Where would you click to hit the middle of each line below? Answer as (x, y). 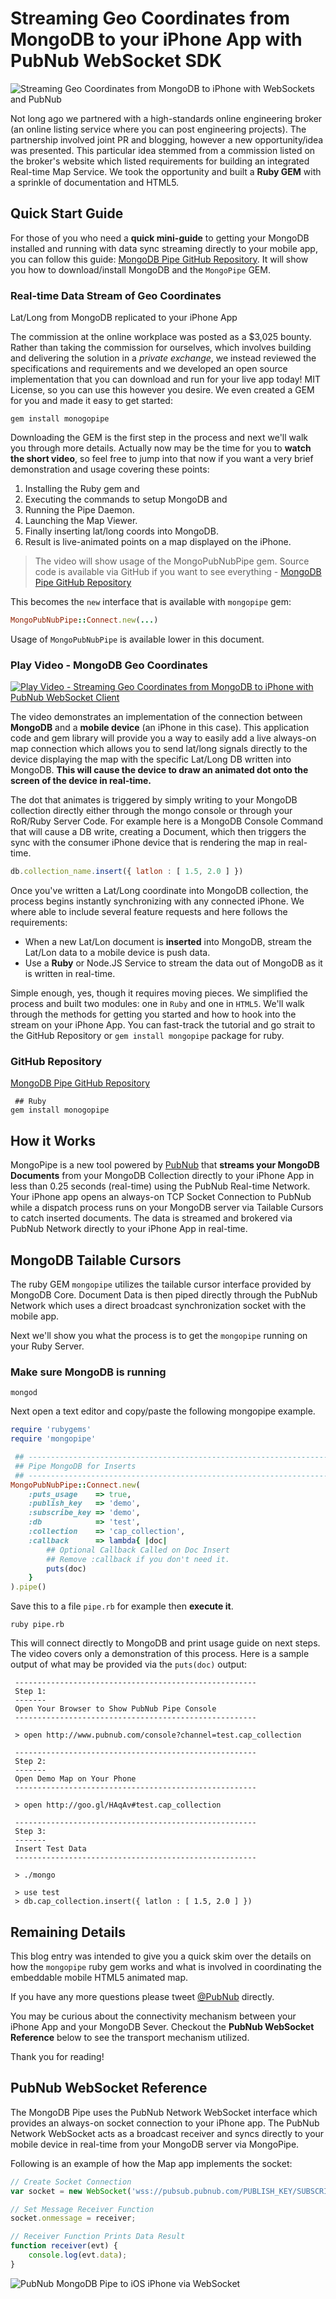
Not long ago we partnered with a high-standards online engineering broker (166, 118)
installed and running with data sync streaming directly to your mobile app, (164, 248)
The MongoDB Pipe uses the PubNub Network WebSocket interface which (164, 2112)
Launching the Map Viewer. (81, 521)
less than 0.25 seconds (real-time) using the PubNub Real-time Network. (160, 1186)
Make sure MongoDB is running (88, 1372)
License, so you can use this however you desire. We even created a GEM (162, 390)
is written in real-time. (70, 974)
